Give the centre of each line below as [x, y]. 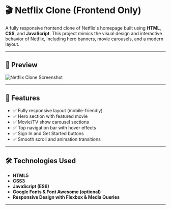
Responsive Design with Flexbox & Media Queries [66, 197]
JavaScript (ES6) [31, 187]
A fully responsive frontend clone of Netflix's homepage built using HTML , [83, 28]
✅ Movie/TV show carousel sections [51, 122]
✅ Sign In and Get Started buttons [48, 133]
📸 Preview [21, 65]
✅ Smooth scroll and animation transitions [56, 139]
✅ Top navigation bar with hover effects [54, 127]
